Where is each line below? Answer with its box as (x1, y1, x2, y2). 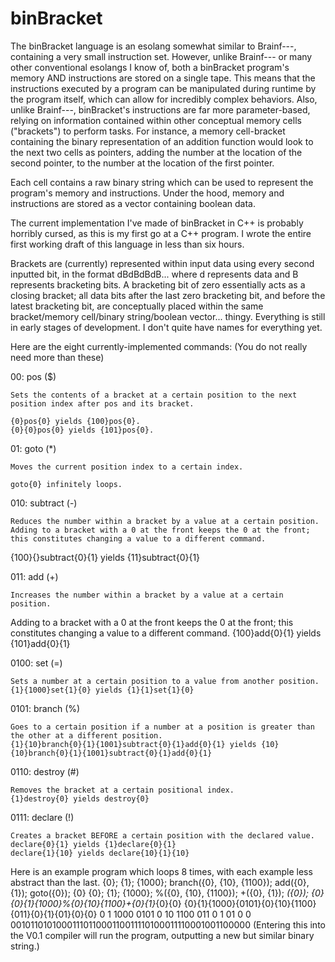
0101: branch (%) (10, 702, 81, 714)
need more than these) (10, 351, 105, 363)
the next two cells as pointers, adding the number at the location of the (10, 146, 303, 158)
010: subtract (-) (10, 497, 78, 509)
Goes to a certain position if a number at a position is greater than (10, 722, 315, 732)
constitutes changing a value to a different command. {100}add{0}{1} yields (10, 627, 322, 639)
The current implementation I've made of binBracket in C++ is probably (10, 217, 304, 229)
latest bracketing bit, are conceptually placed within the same (10, 300, 264, 312)
